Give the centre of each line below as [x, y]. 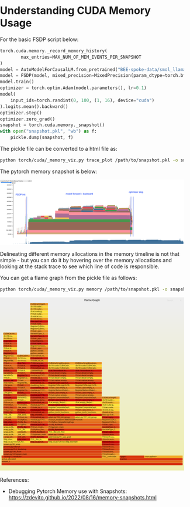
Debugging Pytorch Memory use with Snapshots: [68, 491]
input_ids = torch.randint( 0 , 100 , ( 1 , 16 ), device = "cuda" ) [82, 100]
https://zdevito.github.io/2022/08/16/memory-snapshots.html [83, 497]
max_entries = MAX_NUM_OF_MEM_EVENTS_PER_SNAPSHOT [81, 57]
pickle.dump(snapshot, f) [42, 138]
